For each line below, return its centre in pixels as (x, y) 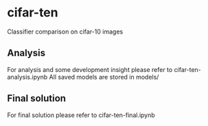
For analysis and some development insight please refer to (90, 69)
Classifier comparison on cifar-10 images (65, 32)
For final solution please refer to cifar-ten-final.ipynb (81, 115)
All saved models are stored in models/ (104, 77)
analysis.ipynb (27, 77)
